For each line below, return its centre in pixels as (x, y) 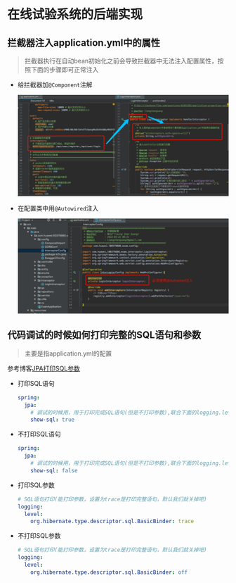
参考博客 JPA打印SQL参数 (44, 368)
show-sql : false (54, 470)
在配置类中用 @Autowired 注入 (58, 208)
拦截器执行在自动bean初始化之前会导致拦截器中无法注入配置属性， (121, 61)
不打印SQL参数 (39, 536)
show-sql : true (53, 420)
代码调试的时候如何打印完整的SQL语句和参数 (104, 335)
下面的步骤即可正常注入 (65, 70)
